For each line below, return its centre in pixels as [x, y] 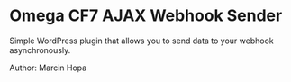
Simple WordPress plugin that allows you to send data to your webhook [142, 41]
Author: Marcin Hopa [48, 68]
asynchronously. [40, 50]
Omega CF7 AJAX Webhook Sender [146, 16]
